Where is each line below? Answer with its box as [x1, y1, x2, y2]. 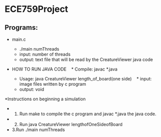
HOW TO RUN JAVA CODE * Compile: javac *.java [11, 66, 118, 72]
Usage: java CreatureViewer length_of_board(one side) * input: [19, 76, 152, 81]
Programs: [4, 23, 38, 32]
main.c [11, 36, 26, 42]
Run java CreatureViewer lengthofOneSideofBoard [19, 122, 123, 127]
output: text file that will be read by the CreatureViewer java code [19, 57, 153, 63]
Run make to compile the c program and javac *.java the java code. [19, 111, 157, 117]
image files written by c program [19, 81, 86, 87]
